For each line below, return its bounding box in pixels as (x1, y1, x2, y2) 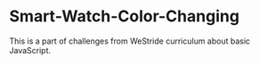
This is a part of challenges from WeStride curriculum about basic (9, 36, 251, 46)
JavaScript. (9, 44, 52, 55)
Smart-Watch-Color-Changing (9, 6, 240, 27)
